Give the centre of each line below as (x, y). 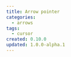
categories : (21, 17)
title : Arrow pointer (33, 12)
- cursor (22, 34)
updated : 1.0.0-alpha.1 (36, 45)
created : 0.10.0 (26, 39)
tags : (13, 28)
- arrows (22, 23)
